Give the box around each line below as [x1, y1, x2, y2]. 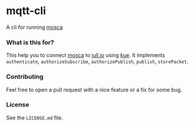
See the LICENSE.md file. [6, 114, 63, 121]
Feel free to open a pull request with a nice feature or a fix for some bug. [6, 86, 183, 93]
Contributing [6, 72, 44, 81]
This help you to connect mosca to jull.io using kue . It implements [6, 52, 165, 59]
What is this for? [6, 38, 54, 47]
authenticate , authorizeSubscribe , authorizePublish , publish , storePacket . [6, 58, 189, 65]
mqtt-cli [6, 4, 46, 18]
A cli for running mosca [6, 24, 63, 31]
